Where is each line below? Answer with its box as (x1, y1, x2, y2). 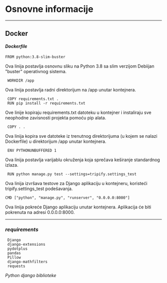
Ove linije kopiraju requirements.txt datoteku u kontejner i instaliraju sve (5, 109, 152, 115)
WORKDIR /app (7, 78, 35, 83)
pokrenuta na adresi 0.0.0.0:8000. (5, 209, 75, 215)
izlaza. (5, 162, 18, 168)
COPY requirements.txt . (7, 96, 59, 101)
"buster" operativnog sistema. (5, 68, 67, 74)
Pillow (7, 255, 21, 260)
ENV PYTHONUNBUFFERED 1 (7, 148, 57, 153)
